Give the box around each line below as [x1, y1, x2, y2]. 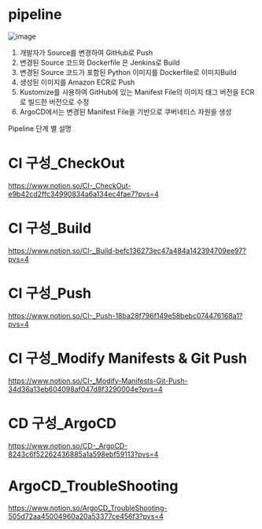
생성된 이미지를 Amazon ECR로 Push [19, 77, 135, 87]
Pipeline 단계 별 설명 [8, 124, 72, 133]
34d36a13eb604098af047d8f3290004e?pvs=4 [8, 384, 163, 393]
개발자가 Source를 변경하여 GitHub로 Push [19, 47, 153, 57]
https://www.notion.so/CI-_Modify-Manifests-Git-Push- [8, 376, 188, 386]
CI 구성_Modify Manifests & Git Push [8, 349, 248, 367]
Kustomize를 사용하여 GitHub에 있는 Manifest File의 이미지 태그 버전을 [19, 87, 239, 96]
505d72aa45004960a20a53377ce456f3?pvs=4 [8, 511, 164, 521]
